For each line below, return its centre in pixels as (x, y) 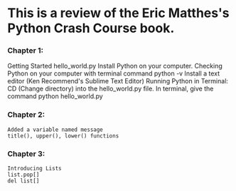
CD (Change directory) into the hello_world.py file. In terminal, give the (111, 89)
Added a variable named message (55, 130)
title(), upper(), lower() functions (63, 136)
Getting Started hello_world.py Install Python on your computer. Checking (115, 66)
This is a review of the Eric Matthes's (118, 13)
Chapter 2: (26, 115)
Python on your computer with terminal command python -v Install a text (114, 73)
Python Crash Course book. (91, 28)
